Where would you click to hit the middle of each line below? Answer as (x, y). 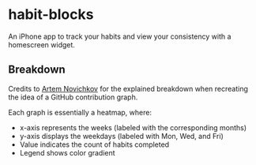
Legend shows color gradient (68, 152)
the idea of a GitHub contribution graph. (73, 97)
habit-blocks (51, 15)
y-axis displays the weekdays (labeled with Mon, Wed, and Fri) (121, 136)
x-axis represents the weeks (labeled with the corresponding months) (133, 127)
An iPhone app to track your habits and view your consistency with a (120, 36)
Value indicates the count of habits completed (94, 144)
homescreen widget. (41, 44)
